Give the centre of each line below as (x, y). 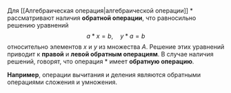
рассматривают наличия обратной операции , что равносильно (102, 18)
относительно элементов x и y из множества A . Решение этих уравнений (116, 47)
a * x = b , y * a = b (116, 36)
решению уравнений (38, 25)
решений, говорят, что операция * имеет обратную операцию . (101, 61)
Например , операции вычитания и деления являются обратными (104, 75)
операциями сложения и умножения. (62, 82)
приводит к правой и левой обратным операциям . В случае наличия (110, 54)
